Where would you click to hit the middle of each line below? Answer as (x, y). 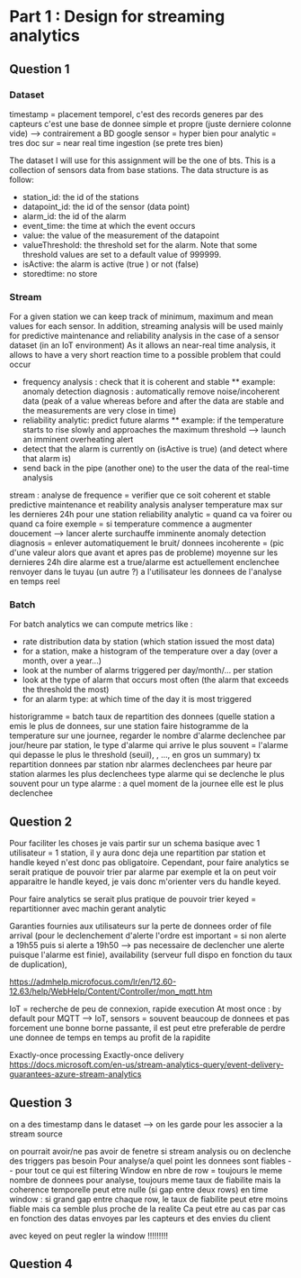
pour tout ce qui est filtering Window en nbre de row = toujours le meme (149, 1171)
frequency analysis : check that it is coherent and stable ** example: (149, 382)
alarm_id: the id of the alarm (74, 216)
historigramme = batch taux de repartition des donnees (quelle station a (142, 717)
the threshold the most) (66, 689)
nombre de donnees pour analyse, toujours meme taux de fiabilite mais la (145, 1180)
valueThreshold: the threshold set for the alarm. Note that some (140, 244)
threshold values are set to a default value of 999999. (122, 254)
